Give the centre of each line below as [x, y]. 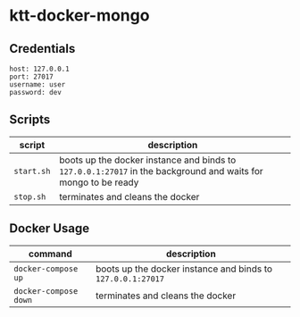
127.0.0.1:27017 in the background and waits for [161, 171]
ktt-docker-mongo [79, 16]
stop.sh [30, 196]
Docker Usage [50, 229]
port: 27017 [31, 77]
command [50, 254]
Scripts [30, 120]
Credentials [42, 49]
